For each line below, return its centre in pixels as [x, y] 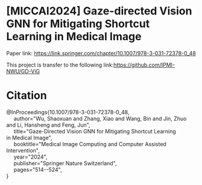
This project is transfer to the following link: [60, 65]
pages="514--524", [38, 169]
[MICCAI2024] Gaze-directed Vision [99, 11]
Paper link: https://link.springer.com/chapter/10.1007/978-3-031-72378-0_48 [101, 53]
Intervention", [23, 150]
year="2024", [30, 157]
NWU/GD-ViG [23, 71]
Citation [27, 96]
